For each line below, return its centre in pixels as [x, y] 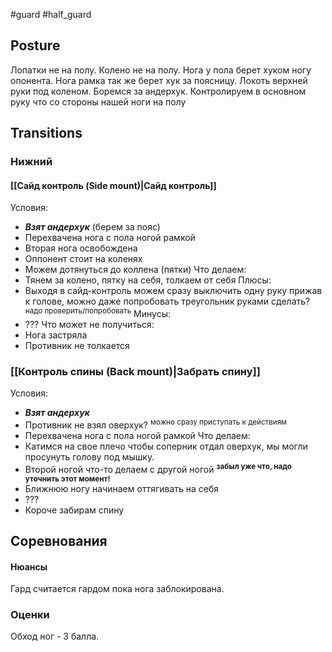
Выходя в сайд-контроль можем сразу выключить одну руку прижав [173, 291]
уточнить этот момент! [67, 479]
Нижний [31, 162]
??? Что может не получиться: [89, 324]
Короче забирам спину [74, 510]
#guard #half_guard [51, 14]
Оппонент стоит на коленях [83, 259]
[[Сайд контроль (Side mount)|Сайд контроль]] [113, 185]
